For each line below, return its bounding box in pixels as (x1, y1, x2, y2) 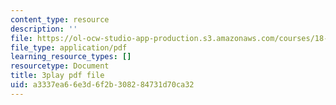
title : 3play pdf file (10, 71, 105, 81)
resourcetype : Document (10, 61, 110, 71)
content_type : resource (10, 14, 110, 25)
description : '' (10, 24, 78, 34)
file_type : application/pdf (10, 42, 128, 53)
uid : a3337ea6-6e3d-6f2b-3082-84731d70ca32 (10, 80, 195, 90)
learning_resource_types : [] (10, 52, 132, 62)
